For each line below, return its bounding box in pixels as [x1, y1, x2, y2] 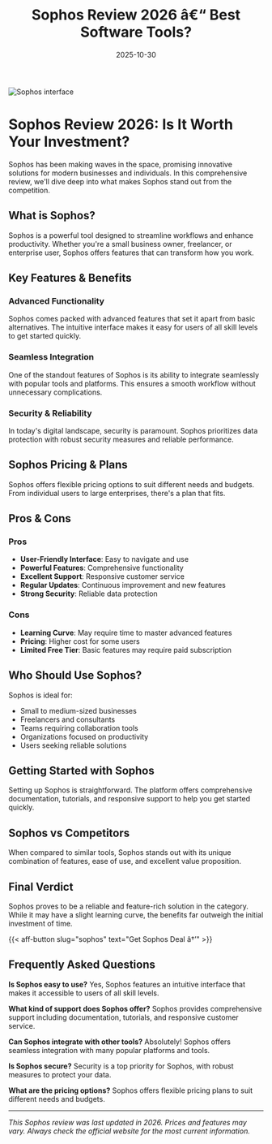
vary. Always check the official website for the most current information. [8, 1126, 251, 1136]
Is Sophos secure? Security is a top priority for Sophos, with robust [8, 1061, 234, 1071]
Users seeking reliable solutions [19, 740, 127, 750]
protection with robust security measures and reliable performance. [8, 434, 234, 444]
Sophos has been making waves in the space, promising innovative [8, 159, 233, 169]
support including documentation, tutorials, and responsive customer [8, 1012, 239, 1022]
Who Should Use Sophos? [8, 668, 142, 683]
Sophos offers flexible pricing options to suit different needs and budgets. [8, 479, 255, 489]
